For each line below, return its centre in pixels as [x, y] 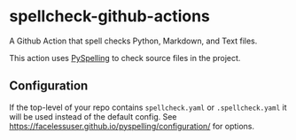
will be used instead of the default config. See [93, 116]
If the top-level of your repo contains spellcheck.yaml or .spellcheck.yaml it [148, 107]
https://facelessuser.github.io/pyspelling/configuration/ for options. [132, 126]
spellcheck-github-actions [110, 16]
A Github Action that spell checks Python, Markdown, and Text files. [133, 41]
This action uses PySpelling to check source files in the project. [125, 58]
